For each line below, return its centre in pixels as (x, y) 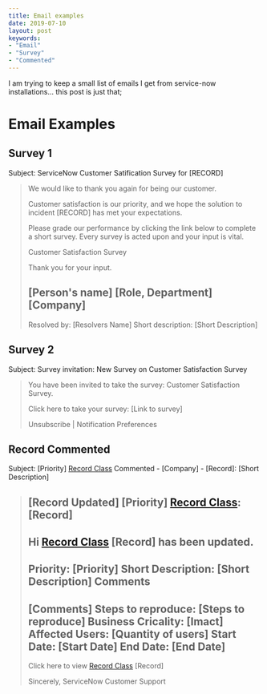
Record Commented (59, 449)
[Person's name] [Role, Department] (120, 293)
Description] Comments (89, 582)
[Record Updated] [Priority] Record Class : (135, 502)
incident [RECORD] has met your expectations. (105, 212)
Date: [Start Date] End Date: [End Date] (127, 646)
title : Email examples (46, 16)
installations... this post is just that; (65, 91)
